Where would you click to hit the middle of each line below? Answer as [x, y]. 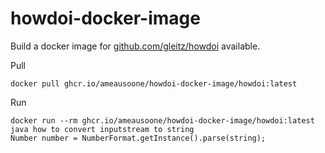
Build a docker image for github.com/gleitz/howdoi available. [135, 46]
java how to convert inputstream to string [102, 129]
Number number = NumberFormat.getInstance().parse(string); [138, 138]
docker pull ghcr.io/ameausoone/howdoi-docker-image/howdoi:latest [154, 83]
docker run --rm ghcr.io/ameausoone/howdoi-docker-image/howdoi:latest [162, 120]
